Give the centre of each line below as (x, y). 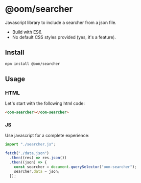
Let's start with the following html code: (45, 103)
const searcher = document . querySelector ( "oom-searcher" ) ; (75, 167)
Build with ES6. (27, 32)
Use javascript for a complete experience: (47, 136)
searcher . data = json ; (37, 171)
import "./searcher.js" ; (30, 144)
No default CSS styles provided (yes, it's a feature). (64, 37)
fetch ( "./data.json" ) (27, 153)
